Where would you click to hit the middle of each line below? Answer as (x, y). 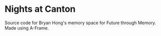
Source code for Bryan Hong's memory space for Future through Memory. (80, 23)
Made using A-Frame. (27, 28)
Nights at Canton (40, 9)
